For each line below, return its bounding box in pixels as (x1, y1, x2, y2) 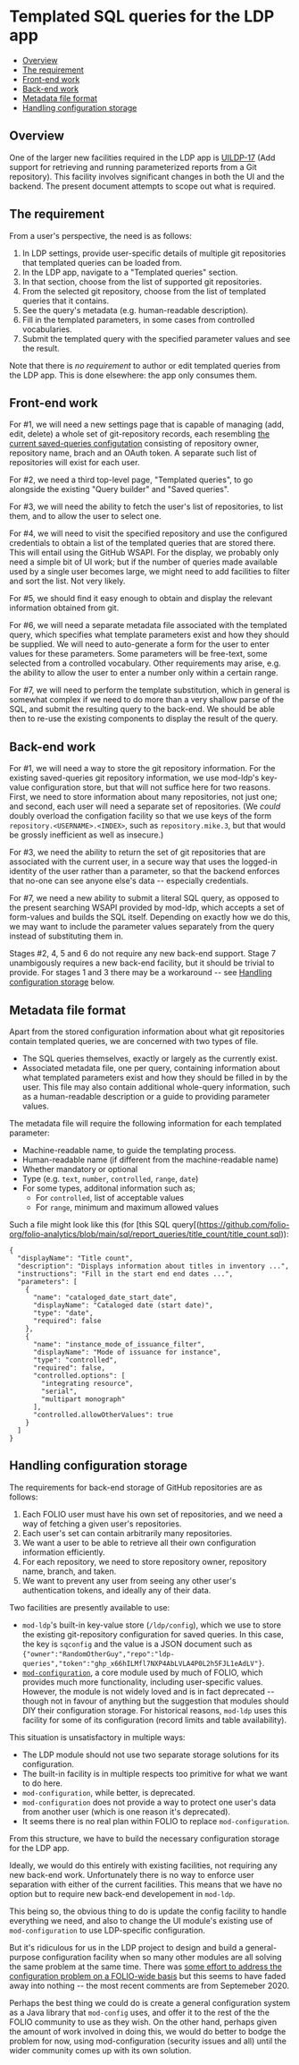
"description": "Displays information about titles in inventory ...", (17, 1262, 290, 1270)
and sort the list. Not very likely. (9, 575, 126, 587)
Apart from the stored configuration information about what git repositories (9, 1026, 286, 1037)
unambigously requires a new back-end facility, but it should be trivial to (9, 957, 275, 968)
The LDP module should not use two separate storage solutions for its (21, 1749, 279, 1760)
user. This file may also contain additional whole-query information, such (21, 1082, 291, 1092)
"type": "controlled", (32, 1355, 118, 1364)
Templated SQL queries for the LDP (9, 6, 275, 27)
